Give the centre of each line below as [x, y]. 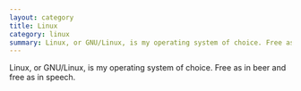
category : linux [39, 34]
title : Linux [34, 26]
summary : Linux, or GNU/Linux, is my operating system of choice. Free [146, 42]
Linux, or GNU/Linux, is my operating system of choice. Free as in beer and [148, 68]
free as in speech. [43, 78]
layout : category [42, 17]
